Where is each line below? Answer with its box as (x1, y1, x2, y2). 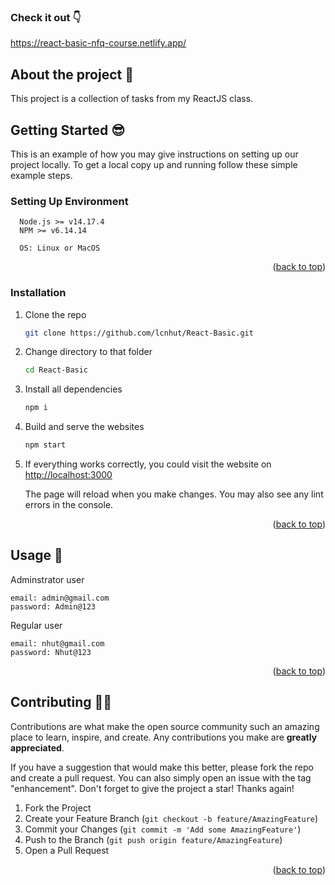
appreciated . (10, 741, 65, 754)
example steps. (10, 169, 73, 181)
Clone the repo (24, 308, 87, 320)
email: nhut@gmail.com (10, 638, 105, 649)
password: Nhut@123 (10, 647, 92, 657)
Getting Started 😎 (10, 121, 126, 139)
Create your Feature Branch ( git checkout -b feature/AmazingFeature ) (24, 812, 319, 824)
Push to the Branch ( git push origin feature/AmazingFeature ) (24, 833, 283, 845)
